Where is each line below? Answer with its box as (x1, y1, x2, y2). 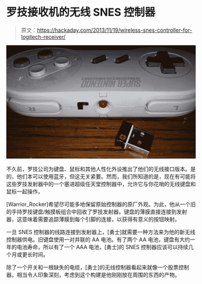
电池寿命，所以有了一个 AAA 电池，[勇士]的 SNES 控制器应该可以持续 (16, 244, 189, 251)
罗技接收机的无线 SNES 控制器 (6, 5, 156, 19)
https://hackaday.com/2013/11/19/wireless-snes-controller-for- (37, 26, 192, 34)
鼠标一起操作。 (6, 188, 43, 195)
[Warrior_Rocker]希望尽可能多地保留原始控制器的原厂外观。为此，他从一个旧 (6, 201, 196, 208)
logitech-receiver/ (20, 33, 66, 40)
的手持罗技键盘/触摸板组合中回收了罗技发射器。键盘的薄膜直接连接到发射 (6, 208, 188, 216)
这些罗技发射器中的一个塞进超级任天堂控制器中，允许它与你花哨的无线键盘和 (6, 181, 196, 188)
